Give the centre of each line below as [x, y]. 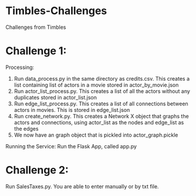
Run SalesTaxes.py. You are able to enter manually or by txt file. [82, 186]
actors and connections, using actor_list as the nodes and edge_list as [99, 122]
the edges [26, 128]
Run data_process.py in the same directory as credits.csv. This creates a [102, 78]
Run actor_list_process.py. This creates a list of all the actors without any [102, 91]
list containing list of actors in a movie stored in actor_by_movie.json [96, 85]
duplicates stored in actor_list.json [55, 97]
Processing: [20, 67]
